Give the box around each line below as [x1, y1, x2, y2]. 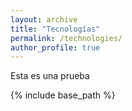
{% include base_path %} [10, 89, 116, 101]
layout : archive [10, 14, 78, 25]
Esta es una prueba [10, 70, 90, 82]
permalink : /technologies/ [10, 33, 123, 43]
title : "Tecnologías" [10, 24, 101, 34]
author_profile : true [10, 42, 101, 53]
